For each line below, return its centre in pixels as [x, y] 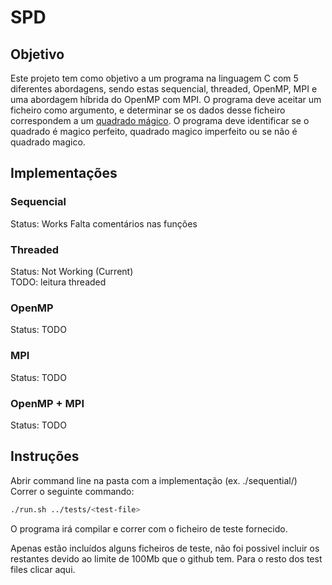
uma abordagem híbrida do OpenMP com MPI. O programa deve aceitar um [166, 99]
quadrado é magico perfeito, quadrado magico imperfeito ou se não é [154, 131]
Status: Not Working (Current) [72, 271]
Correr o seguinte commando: [72, 491]
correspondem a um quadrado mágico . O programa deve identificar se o [160, 120]
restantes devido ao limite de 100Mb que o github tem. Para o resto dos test [166, 558]
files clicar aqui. [43, 569]
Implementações [64, 173]
